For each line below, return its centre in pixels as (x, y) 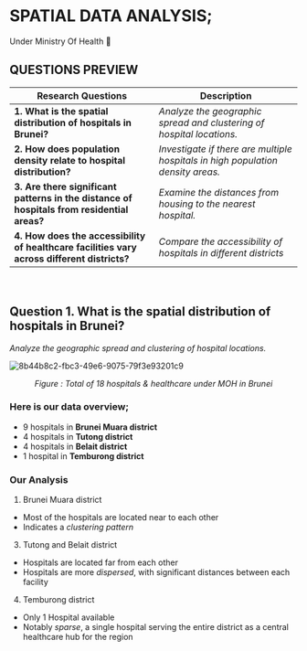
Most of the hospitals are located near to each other (121, 518)
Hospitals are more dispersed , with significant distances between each (156, 572)
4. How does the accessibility (80, 236)
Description (226, 95)
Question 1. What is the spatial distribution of (140, 312)
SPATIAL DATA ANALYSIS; (111, 16)
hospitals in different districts (221, 252)
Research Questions (82, 95)
